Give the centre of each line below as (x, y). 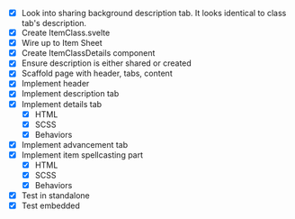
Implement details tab (62, 104)
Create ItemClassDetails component (88, 53)
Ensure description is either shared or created (107, 63)
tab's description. (54, 23)
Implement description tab (70, 94)
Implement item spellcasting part (82, 155)
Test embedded (50, 205)
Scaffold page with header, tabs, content (97, 73)
